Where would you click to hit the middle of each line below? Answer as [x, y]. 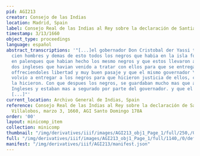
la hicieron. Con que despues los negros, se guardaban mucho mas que [101, 84]
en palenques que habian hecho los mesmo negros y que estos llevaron [101, 61]
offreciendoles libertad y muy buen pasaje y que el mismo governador [101, 72]
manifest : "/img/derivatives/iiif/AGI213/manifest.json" [78, 144]
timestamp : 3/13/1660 [33, 34]
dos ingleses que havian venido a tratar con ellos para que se [93, 67]
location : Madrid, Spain [37, 23]
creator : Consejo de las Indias [46, 17]
